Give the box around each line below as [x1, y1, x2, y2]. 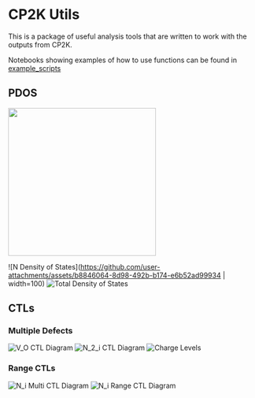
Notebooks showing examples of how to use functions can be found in [8, 55, 238, 65]
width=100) [8, 278, 46, 288]
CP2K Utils [8, 6, 80, 24]
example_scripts [8, 63, 61, 73]
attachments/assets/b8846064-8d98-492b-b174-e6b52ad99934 [8, 270, 222, 280]
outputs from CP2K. [8, 39, 72, 49]
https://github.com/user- [79, 262, 161, 271]
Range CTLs [8, 363, 56, 374]
